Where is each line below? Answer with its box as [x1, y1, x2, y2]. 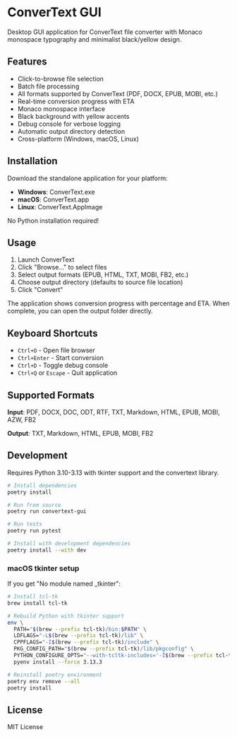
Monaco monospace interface [17, 104, 106, 113]
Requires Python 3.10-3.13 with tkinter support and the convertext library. [7, 468, 219, 477]
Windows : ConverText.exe [17, 187, 95, 196]
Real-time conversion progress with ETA [17, 97, 135, 105]
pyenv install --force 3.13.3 [13, 658, 102, 666]
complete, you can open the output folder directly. [7, 307, 153, 315]
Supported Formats [7, 389, 95, 401]
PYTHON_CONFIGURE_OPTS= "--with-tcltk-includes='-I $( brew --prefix [13, 652, 213, 659]
